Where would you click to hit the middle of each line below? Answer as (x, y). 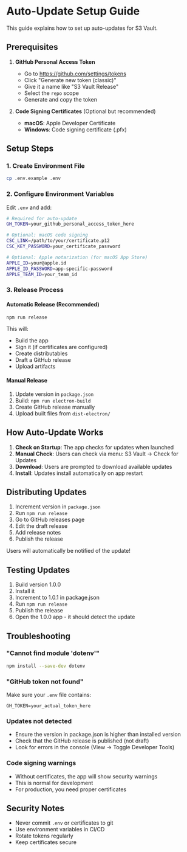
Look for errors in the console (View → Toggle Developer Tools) (95, 747)
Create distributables (41, 353)
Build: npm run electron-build (53, 400)
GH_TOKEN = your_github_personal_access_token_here (70, 224)
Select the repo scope (51, 93)
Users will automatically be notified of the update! (68, 551)
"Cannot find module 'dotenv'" (53, 653)
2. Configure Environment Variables (60, 194)
